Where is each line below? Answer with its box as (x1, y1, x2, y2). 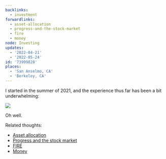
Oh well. (5, 112, 23, 118)
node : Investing (5, 41, 40, 46)
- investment (10, 12, 38, 17)
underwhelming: (5, 92, 40, 99)
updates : (5, 45, 24, 50)
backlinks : (5, 7, 28, 13)
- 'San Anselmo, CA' (10, 69, 53, 74)
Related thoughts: (5, 122, 42, 128)
